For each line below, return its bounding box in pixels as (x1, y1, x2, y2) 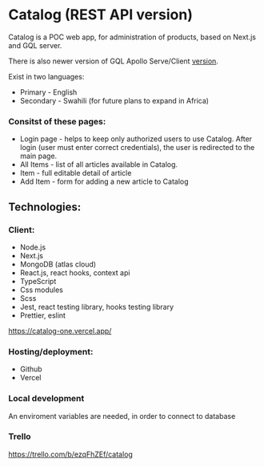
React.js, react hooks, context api (19, 267, 130, 278)
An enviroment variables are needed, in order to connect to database (8, 411, 236, 420)
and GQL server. (8, 40, 62, 50)
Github (19, 364, 42, 374)
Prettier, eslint (19, 311, 66, 320)
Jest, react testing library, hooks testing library (19, 302, 174, 311)
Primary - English (19, 87, 78, 97)
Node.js (19, 242, 46, 252)
